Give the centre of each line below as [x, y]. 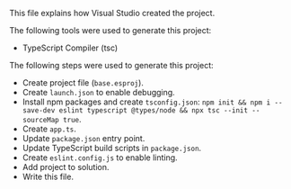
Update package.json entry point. [84, 138]
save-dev [39, 111]
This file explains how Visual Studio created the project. [112, 13]
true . [72, 119]
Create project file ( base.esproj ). [83, 83]
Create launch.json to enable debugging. [98, 92]
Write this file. [48, 176]
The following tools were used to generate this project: [110, 30]
